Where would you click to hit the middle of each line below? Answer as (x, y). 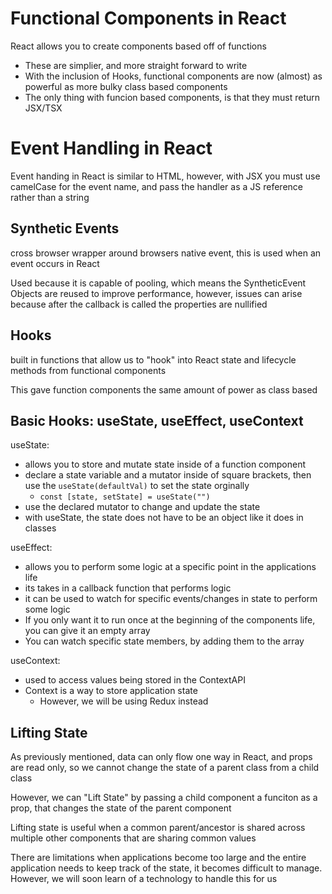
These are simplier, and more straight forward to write (136, 65)
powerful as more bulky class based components (126, 86)
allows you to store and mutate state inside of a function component (165, 464)
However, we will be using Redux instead (124, 701)
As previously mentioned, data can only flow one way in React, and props (161, 757)
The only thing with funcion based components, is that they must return (172, 97)
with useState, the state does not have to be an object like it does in (164, 518)
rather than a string (50, 197)
